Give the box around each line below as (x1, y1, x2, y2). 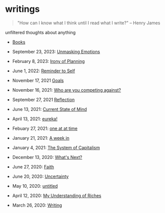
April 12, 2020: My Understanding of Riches (12, 192, 101, 199)
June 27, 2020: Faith (12, 163, 54, 169)
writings (5, 3, 40, 15)
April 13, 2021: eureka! (12, 115, 58, 122)
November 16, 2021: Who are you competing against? (12, 87, 121, 93)
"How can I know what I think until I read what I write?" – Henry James (17, 20, 161, 26)
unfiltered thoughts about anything (5, 29, 76, 35)
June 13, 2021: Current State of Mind (12, 106, 87, 112)
